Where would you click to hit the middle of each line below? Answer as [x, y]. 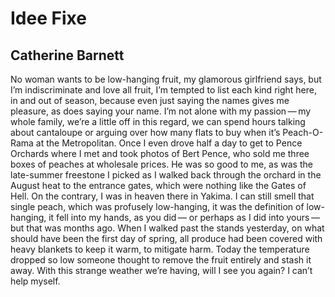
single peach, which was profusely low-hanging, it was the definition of [157, 206]
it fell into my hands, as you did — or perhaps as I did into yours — [184, 217]
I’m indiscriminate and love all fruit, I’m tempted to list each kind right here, [163, 90]
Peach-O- [303, 132]
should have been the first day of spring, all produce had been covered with [166, 238]
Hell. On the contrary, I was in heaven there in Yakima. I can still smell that [162, 196]
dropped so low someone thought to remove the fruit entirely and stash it [161, 260]
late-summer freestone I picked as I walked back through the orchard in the [166, 175]
